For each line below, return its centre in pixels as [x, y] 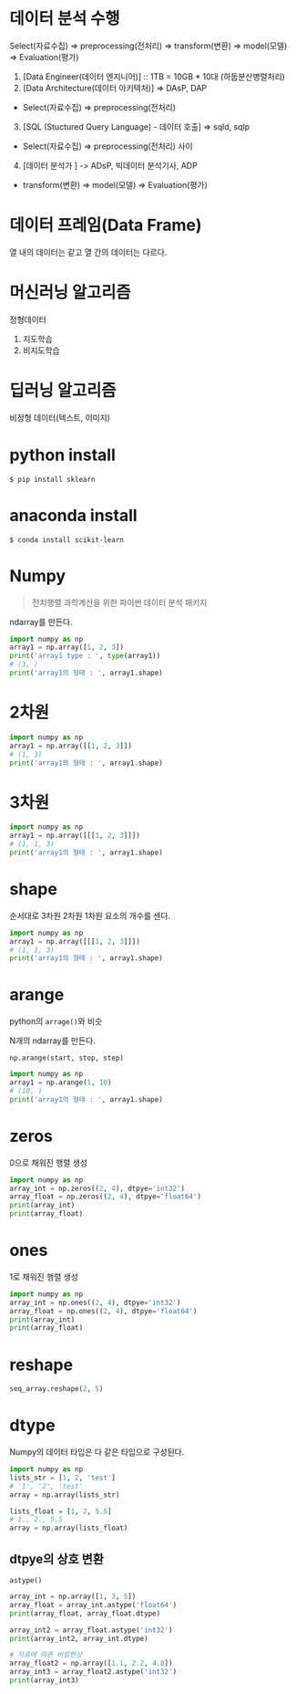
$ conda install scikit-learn [67, 539]
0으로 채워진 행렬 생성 [49, 1162]
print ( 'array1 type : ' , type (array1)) [85, 656]
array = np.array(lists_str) [65, 1495]
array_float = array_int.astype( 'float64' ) [93, 1605]
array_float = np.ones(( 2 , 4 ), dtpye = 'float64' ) [103, 1311]
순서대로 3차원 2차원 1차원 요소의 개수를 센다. [90, 915]
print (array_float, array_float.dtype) [85, 1613]
